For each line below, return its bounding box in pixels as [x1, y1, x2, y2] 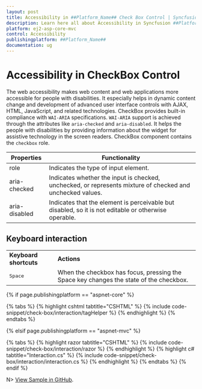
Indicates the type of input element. [49, 164, 149, 172]
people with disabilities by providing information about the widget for [6, 126, 177, 133]
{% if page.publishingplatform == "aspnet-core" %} [6, 291, 135, 298]
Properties [11, 153, 42, 162]
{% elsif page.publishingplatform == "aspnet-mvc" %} [6, 327, 141, 334]
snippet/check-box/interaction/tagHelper [6, 309, 108, 316]
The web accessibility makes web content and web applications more [6, 88, 179, 95]
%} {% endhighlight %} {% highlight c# [97, 345, 195, 352]
